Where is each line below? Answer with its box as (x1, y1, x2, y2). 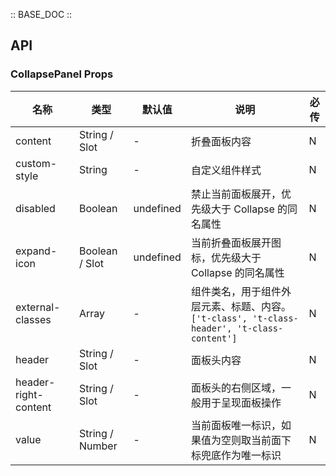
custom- (15, 156, 58, 170)
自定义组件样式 (190, 163, 262, 177)
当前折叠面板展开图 (190, 235, 282, 249)
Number (78, 439, 118, 453)
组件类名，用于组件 (190, 284, 282, 298)
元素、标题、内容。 (200, 299, 292, 313)
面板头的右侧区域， (190, 380, 282, 394)
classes (15, 312, 52, 326)
